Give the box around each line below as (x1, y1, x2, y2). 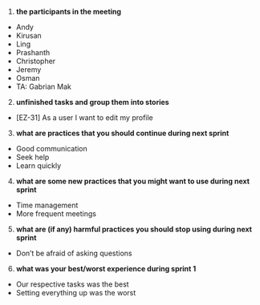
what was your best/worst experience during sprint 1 (15, 264, 197, 273)
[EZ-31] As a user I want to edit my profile (15, 113, 154, 122)
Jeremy (15, 65, 42, 74)
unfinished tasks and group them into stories (15, 98, 170, 106)
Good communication (15, 144, 88, 153)
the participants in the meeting (15, 7, 122, 16)
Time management (15, 200, 79, 210)
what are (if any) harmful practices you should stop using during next (15, 224, 253, 234)
